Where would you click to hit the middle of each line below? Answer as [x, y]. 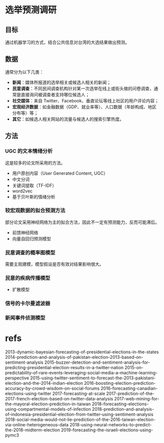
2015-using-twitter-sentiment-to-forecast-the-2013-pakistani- [93, 378]
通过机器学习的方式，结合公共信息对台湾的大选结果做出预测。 [67, 42]
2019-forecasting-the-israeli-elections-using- [107, 430]
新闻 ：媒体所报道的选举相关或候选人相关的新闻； [61, 82]
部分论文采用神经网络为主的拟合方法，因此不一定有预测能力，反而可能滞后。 [82, 222]
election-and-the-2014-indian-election [44, 383]
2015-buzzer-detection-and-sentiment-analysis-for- [97, 362]
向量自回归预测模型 [32, 238]
